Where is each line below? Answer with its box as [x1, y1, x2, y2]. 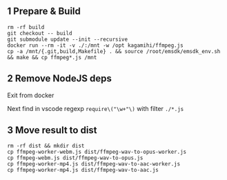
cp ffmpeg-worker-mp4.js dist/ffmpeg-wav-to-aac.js [7, 167, 159, 174]
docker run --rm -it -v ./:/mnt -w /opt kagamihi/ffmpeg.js [7, 41, 184, 49]
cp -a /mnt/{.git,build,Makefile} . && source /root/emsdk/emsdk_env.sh [7, 48, 221, 54]
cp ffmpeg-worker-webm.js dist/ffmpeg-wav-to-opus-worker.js [7, 148, 187, 156]
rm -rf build [7, 23, 45, 30]
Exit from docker [7, 91, 55, 99]
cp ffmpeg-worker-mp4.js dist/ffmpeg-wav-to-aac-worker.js [7, 161, 181, 168]
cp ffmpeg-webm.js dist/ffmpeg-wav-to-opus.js [7, 154, 144, 161]
